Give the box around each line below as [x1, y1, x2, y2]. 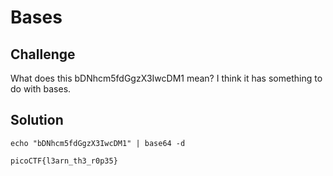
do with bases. [10, 83, 72, 95]
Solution [10, 112, 64, 129]
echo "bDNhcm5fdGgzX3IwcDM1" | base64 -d [10, 138, 186, 148]
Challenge [10, 46, 76, 63]
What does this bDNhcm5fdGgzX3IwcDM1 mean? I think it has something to [10, 72, 323, 84]
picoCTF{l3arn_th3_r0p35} [10, 156, 118, 166]
